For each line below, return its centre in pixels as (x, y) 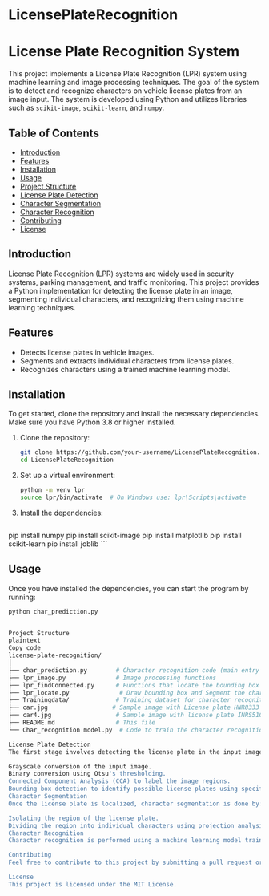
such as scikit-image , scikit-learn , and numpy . (86, 108)
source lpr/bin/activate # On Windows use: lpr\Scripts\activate (133, 497)
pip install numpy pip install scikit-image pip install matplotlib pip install (125, 535)
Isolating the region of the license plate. (84, 818)
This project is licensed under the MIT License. (93, 884)
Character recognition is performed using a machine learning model (125, 841)
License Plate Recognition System (124, 52)
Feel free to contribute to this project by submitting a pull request (130, 863)
